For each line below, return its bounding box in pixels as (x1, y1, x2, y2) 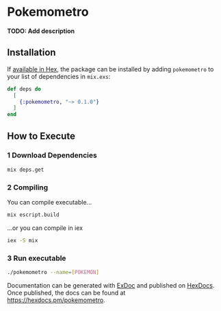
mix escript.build (7, 211, 60, 218)
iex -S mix (7, 237, 38, 244)
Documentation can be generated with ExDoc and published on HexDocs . (7, 281, 215, 289)
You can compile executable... (7, 198, 92, 206)
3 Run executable (7, 253, 66, 263)
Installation (7, 47, 56, 58)
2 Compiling (7, 183, 49, 192)
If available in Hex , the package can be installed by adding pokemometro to (7, 65, 214, 73)
